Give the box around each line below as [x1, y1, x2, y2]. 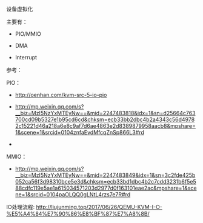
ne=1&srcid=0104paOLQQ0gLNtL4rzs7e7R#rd [15, 191, 131, 198]
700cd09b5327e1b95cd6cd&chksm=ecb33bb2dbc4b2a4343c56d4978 [15, 116, 195, 123]
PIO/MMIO [15, 30, 41, 38]
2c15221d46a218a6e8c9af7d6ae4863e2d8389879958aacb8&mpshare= [15, 122, 196, 129]
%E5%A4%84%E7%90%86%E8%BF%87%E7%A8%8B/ [6, 210, 150, 217]
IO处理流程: [6, 204, 35, 210]
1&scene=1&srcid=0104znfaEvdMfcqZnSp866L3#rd [15, 129, 144, 136]
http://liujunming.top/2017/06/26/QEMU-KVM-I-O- [36, 204, 162, 210]
